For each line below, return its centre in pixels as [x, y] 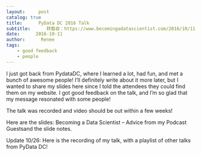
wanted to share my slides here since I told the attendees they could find [96, 86]
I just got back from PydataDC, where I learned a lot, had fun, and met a [95, 73]
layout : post [28, 12]
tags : [13, 46]
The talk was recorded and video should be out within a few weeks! [89, 110]
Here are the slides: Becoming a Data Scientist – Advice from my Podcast [97, 122]
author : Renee [31, 40]
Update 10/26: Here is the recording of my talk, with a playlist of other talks [99, 140]
